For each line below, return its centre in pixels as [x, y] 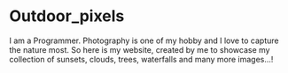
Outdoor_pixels [67, 16]
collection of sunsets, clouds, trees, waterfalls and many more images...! [141, 59]
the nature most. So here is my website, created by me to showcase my [140, 49]
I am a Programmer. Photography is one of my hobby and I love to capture [144, 40]
